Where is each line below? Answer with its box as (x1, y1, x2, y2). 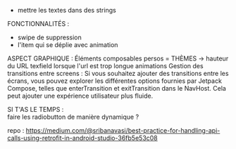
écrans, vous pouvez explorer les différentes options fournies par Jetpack (7, 77, 222, 85)
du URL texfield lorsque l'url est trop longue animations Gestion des (7, 62, 204, 70)
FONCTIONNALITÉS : (7, 20, 70, 27)
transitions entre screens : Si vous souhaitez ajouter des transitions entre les (7, 70, 229, 77)
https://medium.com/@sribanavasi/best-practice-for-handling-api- (25, 127, 221, 134)
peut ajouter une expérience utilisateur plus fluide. (7, 91, 154, 100)
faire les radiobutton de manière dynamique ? (7, 112, 139, 121)
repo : (7, 127, 25, 134)
